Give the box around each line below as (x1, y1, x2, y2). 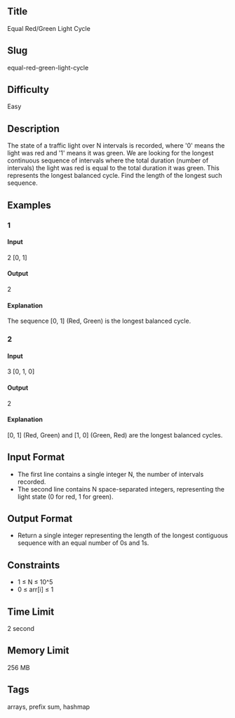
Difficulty (7, 84, 49, 96)
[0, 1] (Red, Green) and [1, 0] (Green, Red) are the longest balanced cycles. (7, 430, 223, 439)
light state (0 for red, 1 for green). (17, 492, 114, 501)
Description (7, 122, 60, 134)
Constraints (7, 559, 60, 571)
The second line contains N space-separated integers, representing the (17, 485, 224, 493)
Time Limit (7, 605, 55, 617)
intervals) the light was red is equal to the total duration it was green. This (7, 164, 220, 172)
